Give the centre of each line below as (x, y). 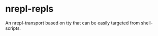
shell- (147, 23)
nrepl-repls (29, 9)
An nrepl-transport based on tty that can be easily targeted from (73, 23)
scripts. (13, 28)
